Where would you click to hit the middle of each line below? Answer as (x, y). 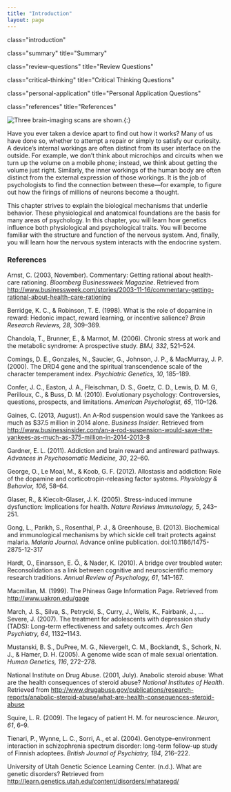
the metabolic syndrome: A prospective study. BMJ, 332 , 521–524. (101, 345)
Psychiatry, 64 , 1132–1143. (44, 633)
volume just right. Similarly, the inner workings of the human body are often (114, 170)
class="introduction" (37, 39)
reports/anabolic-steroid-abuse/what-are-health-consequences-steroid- (111, 697)
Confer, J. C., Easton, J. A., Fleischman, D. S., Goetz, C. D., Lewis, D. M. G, (112, 387)
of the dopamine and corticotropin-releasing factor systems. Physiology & (112, 479)
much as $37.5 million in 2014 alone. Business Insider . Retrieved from (106, 423)
